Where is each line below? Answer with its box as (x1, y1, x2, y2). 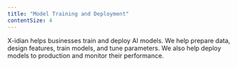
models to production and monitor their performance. (7, 51, 164, 60)
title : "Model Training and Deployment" (7, 10, 130, 18)
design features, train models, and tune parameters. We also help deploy (7, 44, 221, 52)
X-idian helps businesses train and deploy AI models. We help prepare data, (7, 36, 231, 44)
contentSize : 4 (7, 17, 53, 24)
